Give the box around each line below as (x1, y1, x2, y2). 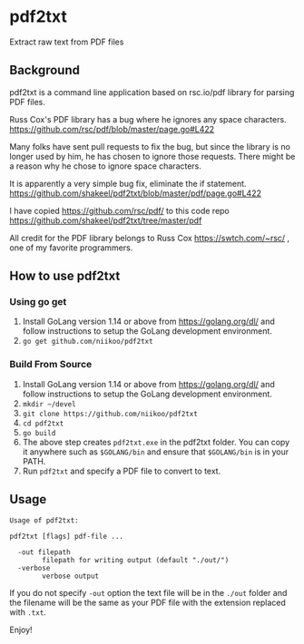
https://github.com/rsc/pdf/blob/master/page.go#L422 (9, 123, 215, 134)
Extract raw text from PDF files (9, 36, 124, 47)
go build (22, 428, 56, 437)
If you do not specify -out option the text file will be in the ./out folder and (9, 587, 288, 598)
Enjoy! (9, 624, 34, 635)
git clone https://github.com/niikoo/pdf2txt (22, 409, 198, 418)
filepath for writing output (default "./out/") (42, 555, 230, 564)
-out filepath (17, 547, 71, 557)
